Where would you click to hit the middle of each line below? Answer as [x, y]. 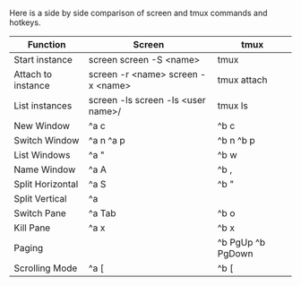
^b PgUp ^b [241, 243]
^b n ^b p [236, 140]
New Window [42, 126]
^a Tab [102, 213]
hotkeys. [25, 22]
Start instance [43, 60]
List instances [43, 105]
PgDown [235, 253]
